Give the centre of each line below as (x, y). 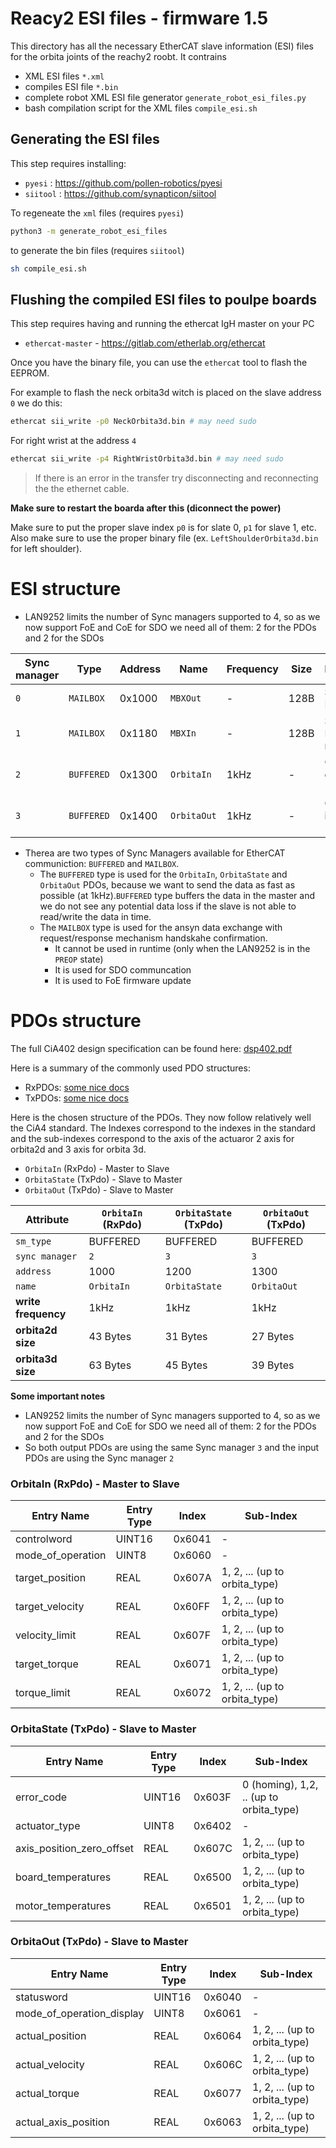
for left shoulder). (46, 549)
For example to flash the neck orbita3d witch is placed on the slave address (166, 393)
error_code (41, 1797)
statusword (41, 1997)
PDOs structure (76, 1021)
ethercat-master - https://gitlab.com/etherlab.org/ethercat (145, 343)
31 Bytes (186, 1336)
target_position (51, 1578)
